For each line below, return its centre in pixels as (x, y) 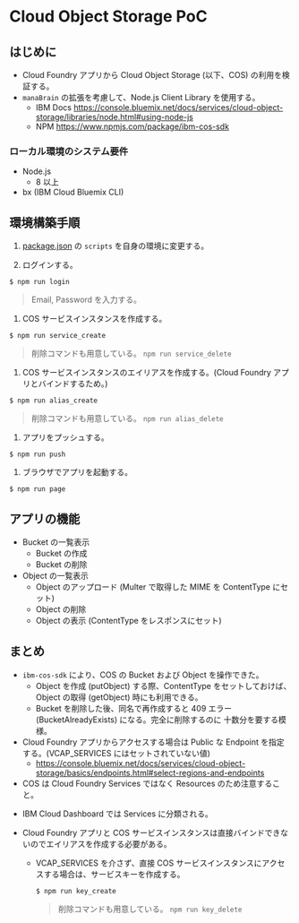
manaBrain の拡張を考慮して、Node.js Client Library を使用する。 (141, 97)
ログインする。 (50, 265)
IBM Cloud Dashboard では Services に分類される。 (117, 814)
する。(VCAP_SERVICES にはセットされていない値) (116, 753)
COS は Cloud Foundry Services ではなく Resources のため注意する (147, 783)
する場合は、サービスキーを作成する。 (114, 874)
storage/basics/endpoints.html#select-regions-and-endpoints (150, 772)
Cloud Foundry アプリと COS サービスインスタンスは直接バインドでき (151, 832)
